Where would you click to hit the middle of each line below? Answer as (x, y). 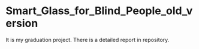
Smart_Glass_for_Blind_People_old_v (99, 11)
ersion (22, 23)
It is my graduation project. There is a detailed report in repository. (88, 40)
